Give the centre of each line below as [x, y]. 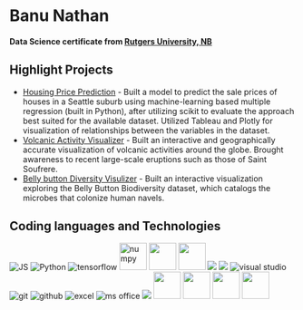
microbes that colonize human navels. [93, 198]
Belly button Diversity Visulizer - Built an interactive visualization [142, 179]
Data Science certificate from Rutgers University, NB [111, 41]
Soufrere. [40, 169]
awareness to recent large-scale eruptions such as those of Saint [145, 159]
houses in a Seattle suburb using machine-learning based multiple [147, 102]
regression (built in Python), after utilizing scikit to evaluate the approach [158, 111]
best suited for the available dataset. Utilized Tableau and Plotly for [148, 121]
